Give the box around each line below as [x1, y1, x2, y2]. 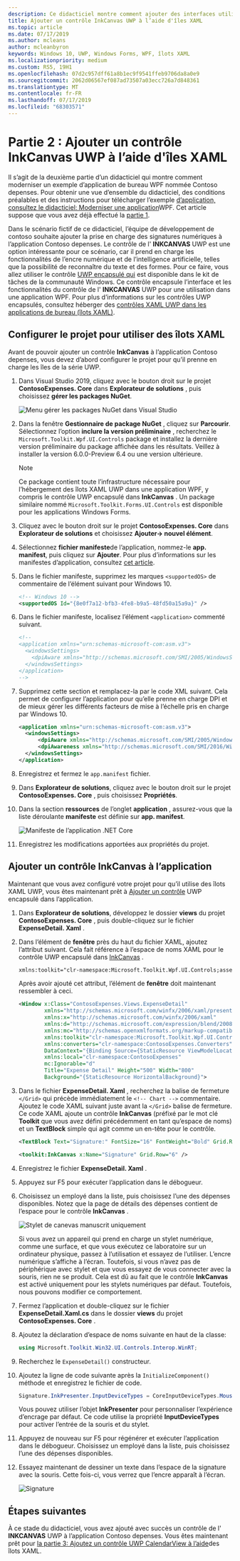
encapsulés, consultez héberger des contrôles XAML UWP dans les [8, 300, 207, 309]
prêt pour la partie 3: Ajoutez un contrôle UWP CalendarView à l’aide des [8, 1539, 220, 1548]
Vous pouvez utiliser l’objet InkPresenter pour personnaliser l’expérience [18, 1405, 233, 1413]
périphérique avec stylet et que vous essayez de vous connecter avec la [18, 1264, 231, 1273]
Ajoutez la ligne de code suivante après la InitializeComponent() [18, 1371, 210, 1379]
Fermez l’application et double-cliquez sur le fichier [18, 1301, 169, 1310]
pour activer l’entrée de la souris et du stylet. [18, 1420, 150, 1429]
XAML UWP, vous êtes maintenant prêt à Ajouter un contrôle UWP [8, 887, 202, 895]
